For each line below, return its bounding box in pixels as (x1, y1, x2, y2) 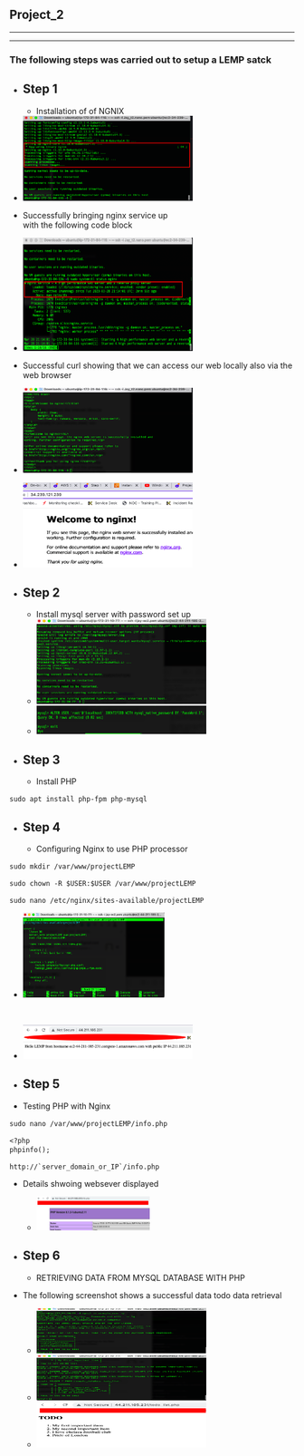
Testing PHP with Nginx (22, 1101, 111, 1111)
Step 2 (22, 585, 61, 600)
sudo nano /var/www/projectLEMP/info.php (9, 1119, 168, 1128)
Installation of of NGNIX (35, 105, 125, 116)
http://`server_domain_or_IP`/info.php (9, 1162, 160, 1171)
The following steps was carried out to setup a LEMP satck (9, 53, 271, 66)
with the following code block (22, 219, 133, 230)
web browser (22, 369, 72, 380)
